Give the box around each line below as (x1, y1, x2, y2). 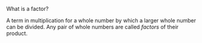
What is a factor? (6, 5, 49, 12)
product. (6, 30, 28, 37)
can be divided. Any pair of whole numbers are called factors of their (6, 24, 179, 30)
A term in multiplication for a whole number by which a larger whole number (6, 17, 197, 24)
